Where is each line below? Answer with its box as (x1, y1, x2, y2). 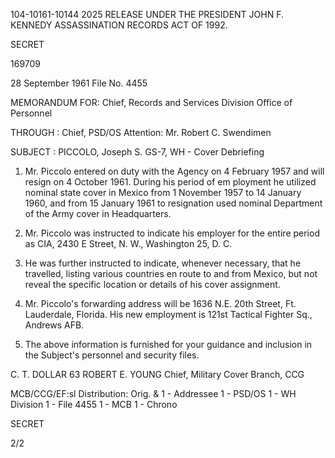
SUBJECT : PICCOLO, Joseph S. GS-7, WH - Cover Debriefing (10, 146, 265, 158)
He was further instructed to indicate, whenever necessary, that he (24, 257, 302, 269)
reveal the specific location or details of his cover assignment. (24, 279, 281, 290)
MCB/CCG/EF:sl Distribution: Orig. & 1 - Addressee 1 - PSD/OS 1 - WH (10, 388, 297, 399)
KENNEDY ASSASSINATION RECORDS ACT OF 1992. (10, 19, 228, 31)
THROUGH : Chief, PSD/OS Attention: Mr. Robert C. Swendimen (10, 127, 272, 138)
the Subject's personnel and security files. (24, 349, 200, 361)
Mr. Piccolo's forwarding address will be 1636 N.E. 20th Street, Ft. (24, 298, 297, 309)
